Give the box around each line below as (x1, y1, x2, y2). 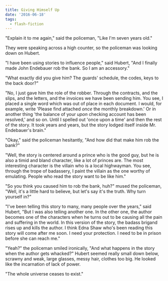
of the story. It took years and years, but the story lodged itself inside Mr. (5, 122, 156, 128)
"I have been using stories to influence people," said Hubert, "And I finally (5, 60, 157, 66)
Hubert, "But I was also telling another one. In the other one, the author (5, 209, 152, 215)
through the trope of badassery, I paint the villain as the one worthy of (5, 168, 150, 174)
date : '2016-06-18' (5, 12, 46, 17)
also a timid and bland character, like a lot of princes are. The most (5, 158, 143, 164)
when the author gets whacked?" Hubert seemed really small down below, (5, 250, 159, 256)
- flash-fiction (10, 21, 44, 27)
